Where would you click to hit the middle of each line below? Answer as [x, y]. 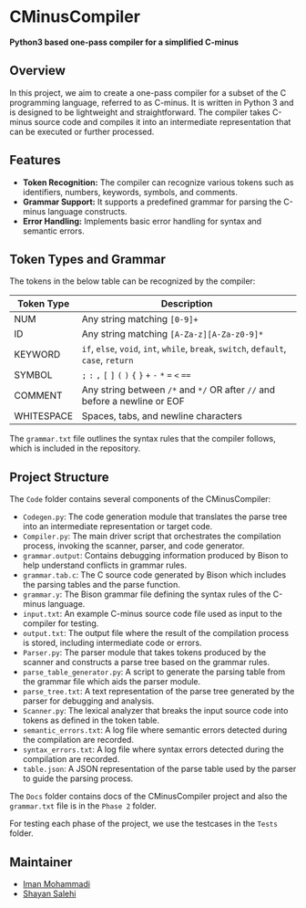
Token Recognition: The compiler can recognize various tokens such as [158, 182]
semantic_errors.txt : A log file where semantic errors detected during [155, 730]
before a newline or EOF [133, 402]
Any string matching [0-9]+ [140, 319]
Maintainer [41, 862]
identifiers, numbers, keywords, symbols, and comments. [130, 192]
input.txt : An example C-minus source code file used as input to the [152, 614]
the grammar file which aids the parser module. [112, 682]
